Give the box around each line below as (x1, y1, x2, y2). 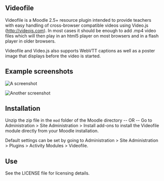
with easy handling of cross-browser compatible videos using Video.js (5, 22, 149, 28)
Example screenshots (5, 67, 73, 76)
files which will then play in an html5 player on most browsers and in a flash (5, 33, 159, 39)
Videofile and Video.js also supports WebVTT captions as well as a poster (5, 47, 156, 53)
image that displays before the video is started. (5, 53, 101, 59)
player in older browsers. (5, 38, 56, 44)
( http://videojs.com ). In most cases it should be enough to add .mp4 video (5, 27, 157, 34)
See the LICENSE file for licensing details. (5, 170, 90, 176)
